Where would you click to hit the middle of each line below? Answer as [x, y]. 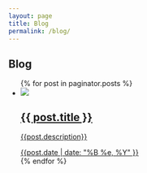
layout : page [30, 16]
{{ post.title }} [56, 117]
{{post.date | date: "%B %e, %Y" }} [80, 152]
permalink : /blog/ [39, 31]
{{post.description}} [54, 136]
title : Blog [28, 24]
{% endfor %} [43, 161]
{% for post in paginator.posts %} [76, 84]
